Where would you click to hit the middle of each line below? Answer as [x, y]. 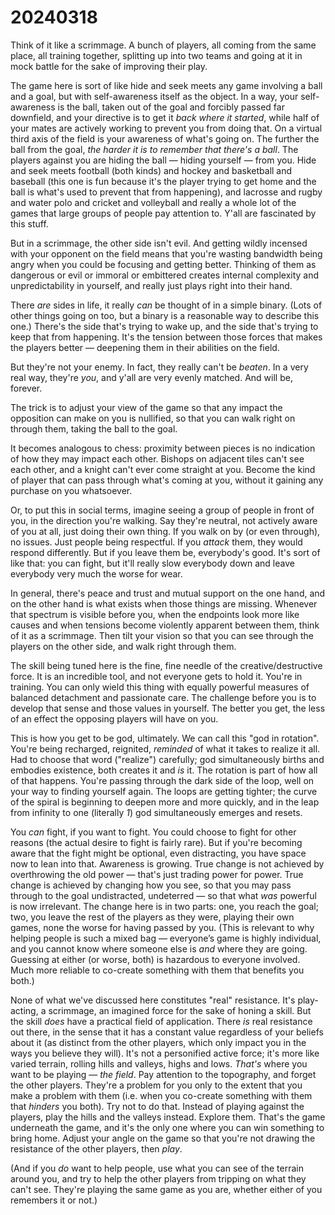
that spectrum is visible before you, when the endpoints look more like [155, 614]
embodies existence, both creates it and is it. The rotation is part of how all [164, 770]
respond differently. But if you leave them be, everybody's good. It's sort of [165, 552]
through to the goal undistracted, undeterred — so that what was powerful [163, 895]
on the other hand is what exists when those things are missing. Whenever [164, 603]
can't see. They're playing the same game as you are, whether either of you [166, 1189]
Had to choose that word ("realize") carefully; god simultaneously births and [167, 759]
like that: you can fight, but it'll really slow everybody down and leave [152, 563]
